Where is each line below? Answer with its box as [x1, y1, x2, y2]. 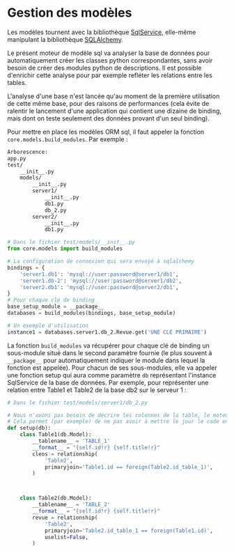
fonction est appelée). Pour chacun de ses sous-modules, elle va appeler [7, 364, 217, 372]
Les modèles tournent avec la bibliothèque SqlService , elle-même [7, 28, 196, 36]
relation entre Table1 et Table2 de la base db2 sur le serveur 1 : [7, 385, 187, 394]
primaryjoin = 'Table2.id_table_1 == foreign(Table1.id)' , [44, 527, 214, 534]
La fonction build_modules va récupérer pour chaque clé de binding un [7, 341, 210, 350]
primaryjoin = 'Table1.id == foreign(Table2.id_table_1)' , [44, 463, 214, 471]
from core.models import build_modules [7, 245, 123, 252]
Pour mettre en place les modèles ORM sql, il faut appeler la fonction [7, 127, 205, 136]
